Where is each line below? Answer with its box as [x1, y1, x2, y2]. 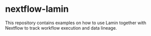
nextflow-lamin [5, 3, 69, 15]
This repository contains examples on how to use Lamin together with [5, 20, 147, 26]
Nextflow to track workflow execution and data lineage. [5, 25, 117, 31]
